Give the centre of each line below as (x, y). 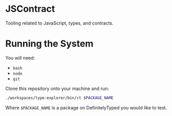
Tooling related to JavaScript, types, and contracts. (60, 23)
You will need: (20, 58)
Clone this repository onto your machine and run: (57, 88)
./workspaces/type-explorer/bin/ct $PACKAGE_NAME (60, 98)
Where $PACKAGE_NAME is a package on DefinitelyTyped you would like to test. (86, 107)
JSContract (30, 9)
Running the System (50, 44)
